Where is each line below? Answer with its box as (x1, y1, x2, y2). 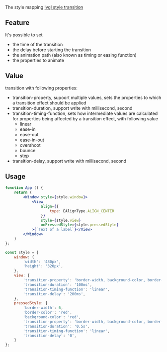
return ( (14, 190, 32, 195)
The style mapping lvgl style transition (5, 4, 83, 10)
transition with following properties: (5, 85, 78, 91)
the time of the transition (12, 41, 63, 47)
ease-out (19, 131, 39, 137)
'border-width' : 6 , (23, 305, 64, 310)
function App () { (5, 185, 43, 190)
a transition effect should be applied (12, 99, 86, 106)
